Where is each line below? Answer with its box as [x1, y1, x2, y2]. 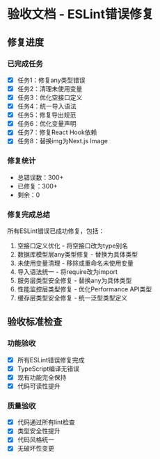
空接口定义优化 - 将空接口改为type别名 [17, 241, 129, 250]
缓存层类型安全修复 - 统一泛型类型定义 [17, 293, 128, 302]
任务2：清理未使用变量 [17, 84, 83, 92]
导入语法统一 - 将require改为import [17, 267, 118, 275]
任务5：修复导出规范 [17, 111, 77, 119]
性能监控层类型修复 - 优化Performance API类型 [17, 284, 152, 293]
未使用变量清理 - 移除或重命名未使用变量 [17, 259, 134, 267]
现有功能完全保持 [17, 373, 67, 381]
